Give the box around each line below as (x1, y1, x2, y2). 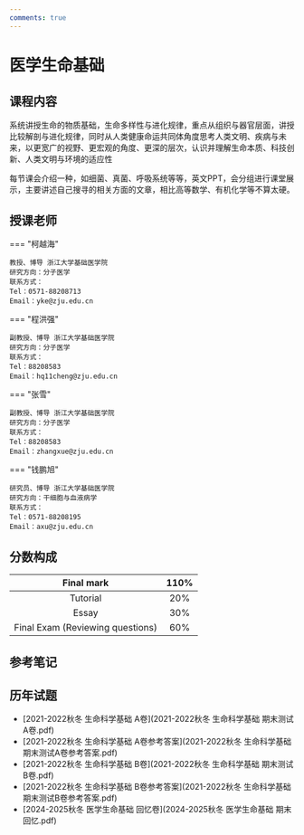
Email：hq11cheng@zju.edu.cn (9, 372, 118, 381)
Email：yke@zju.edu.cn (9, 297, 93, 306)
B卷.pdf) (22, 770, 54, 781)
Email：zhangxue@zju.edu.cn (9, 447, 114, 457)
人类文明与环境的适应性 (24, 153, 113, 164)
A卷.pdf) (22, 725, 54, 735)
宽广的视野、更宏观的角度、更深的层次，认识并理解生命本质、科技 (40, 142, 287, 153)
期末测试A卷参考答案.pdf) (22, 747, 118, 758)
